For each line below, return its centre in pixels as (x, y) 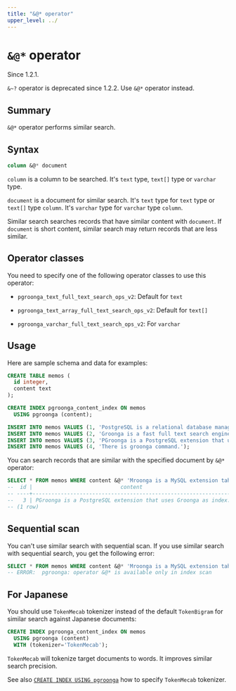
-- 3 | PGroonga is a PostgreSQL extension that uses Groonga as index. (119, 500)
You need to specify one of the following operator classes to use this (107, 275)
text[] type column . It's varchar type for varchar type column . (95, 208)
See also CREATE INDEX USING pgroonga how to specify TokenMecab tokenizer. (117, 679)
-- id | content (75, 487)
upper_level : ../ (33, 20)
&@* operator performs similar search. (61, 127)
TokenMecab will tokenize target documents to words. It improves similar (110, 658)
